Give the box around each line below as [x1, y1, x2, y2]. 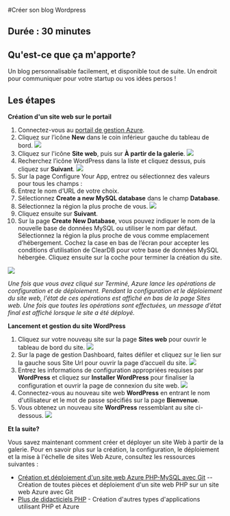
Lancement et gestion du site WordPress [8, 322, 126, 330]
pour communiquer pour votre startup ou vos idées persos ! [8, 75, 177, 83]
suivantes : [8, 460, 38, 469]
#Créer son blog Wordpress [8, 6, 86, 14]
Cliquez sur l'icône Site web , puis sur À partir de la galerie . [17, 150, 186, 158]
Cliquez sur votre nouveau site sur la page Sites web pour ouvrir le [17, 336, 207, 344]
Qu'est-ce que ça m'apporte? [8, 49, 136, 60]
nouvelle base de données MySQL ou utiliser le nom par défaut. [17, 224, 198, 233]
